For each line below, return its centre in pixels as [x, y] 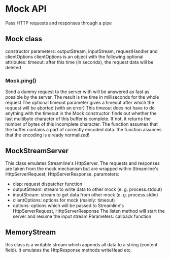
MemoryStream [31, 232]
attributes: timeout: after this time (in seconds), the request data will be [79, 62]
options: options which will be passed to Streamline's [68, 205]
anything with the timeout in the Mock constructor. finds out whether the [81, 113]
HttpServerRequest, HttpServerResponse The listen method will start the [89, 211]
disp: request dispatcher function [47, 184]
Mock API [26, 9]
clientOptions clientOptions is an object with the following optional [74, 56]
